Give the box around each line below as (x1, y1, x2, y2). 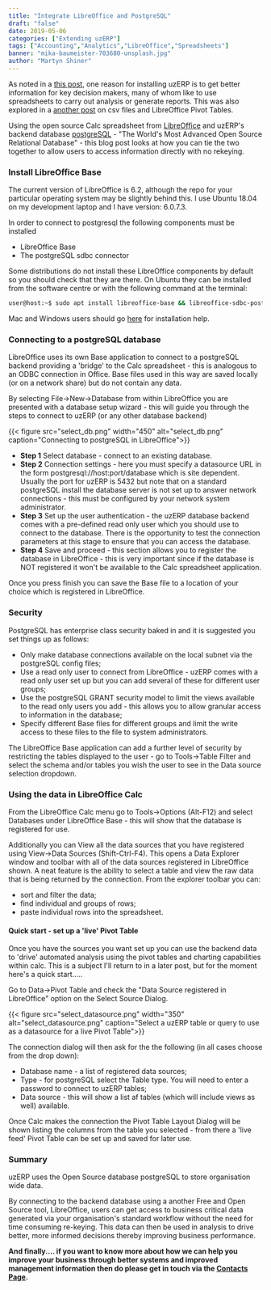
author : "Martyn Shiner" (8, 57, 92, 66)
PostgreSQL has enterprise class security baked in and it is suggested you (8, 625, 256, 635)
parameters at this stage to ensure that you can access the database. (19, 537, 252, 547)
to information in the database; (19, 709, 123, 720)
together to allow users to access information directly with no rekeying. (8, 146, 244, 156)
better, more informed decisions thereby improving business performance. (8, 1231, 256, 1241)
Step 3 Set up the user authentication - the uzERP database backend (19, 511, 250, 521)
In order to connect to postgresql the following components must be (8, 218, 236, 227)
